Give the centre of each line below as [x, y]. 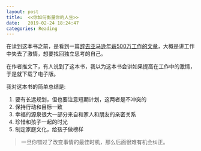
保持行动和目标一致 [39, 107]
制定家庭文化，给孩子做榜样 [49, 129]
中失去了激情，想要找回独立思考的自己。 [56, 54]
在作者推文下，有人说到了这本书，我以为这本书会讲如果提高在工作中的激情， [101, 67]
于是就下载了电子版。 [32, 74]
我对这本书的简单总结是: [36, 87]
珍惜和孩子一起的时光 [41, 122]
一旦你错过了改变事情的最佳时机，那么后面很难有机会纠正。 [94, 142]
